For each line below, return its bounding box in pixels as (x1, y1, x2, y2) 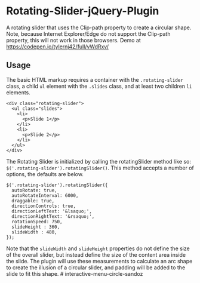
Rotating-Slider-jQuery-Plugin (6, 4, 159, 18)
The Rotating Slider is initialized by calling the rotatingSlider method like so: (6, 158, 191, 165)
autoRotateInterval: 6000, (11, 192, 79, 198)
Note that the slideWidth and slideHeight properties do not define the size (6, 245, 190, 252)
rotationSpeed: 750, (11, 219, 63, 224)
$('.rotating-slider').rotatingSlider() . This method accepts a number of (6, 164, 194, 171)
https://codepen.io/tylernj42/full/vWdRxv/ (6, 43, 109, 50)
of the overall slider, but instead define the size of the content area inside (6, 251, 186, 258)
